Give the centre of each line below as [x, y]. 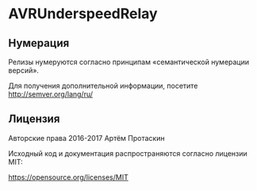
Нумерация [39, 43]
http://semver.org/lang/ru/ [51, 94]
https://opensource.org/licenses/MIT [68, 177]
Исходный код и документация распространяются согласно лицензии [128, 153]
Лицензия [34, 119]
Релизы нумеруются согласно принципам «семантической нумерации [129, 62]
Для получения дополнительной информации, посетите [103, 85]
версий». [24, 70]
